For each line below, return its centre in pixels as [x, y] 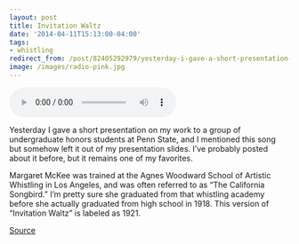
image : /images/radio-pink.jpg [67, 67]
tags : [19, 42]
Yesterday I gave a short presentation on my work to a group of [125, 130]
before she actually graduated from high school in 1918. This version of [139, 203]
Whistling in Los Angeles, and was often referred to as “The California [137, 185]
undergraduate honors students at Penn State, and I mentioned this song [142, 139]
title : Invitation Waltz [55, 26]
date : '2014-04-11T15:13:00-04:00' [75, 34]
